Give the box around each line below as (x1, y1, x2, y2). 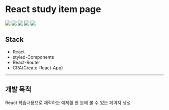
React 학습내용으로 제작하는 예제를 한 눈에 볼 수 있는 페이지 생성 (5, 99, 131, 105)
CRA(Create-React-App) (12, 64, 63, 71)
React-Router (12, 59, 40, 65)
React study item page (5, 4, 102, 15)
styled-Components (12, 54, 54, 60)
